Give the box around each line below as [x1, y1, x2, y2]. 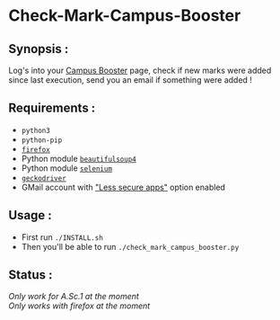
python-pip [21, 136, 63, 145]
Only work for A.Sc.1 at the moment [8, 291, 140, 302]
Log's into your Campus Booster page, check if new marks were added [8, 65, 272, 76]
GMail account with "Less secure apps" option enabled [21, 182, 226, 192]
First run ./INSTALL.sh [21, 231, 104, 243]
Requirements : [8, 101, 96, 116]
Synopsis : [8, 41, 69, 57]
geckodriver [21, 173, 66, 182]
